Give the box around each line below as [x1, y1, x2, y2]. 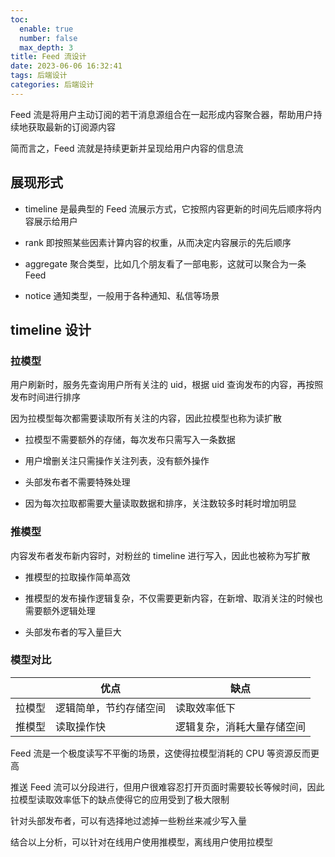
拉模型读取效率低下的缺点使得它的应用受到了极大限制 [10, 793, 230, 805]
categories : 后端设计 [10, 80, 95, 90]
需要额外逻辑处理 [24, 604, 96, 616]
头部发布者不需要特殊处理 [24, 476, 131, 488]
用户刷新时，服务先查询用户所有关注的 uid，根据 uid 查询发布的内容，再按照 [10, 379, 324, 391]
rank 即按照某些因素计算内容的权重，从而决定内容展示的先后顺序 [24, 236, 292, 248]
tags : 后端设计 [10, 71, 68, 81]
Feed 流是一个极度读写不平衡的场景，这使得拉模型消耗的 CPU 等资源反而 [10, 747, 312, 759]
